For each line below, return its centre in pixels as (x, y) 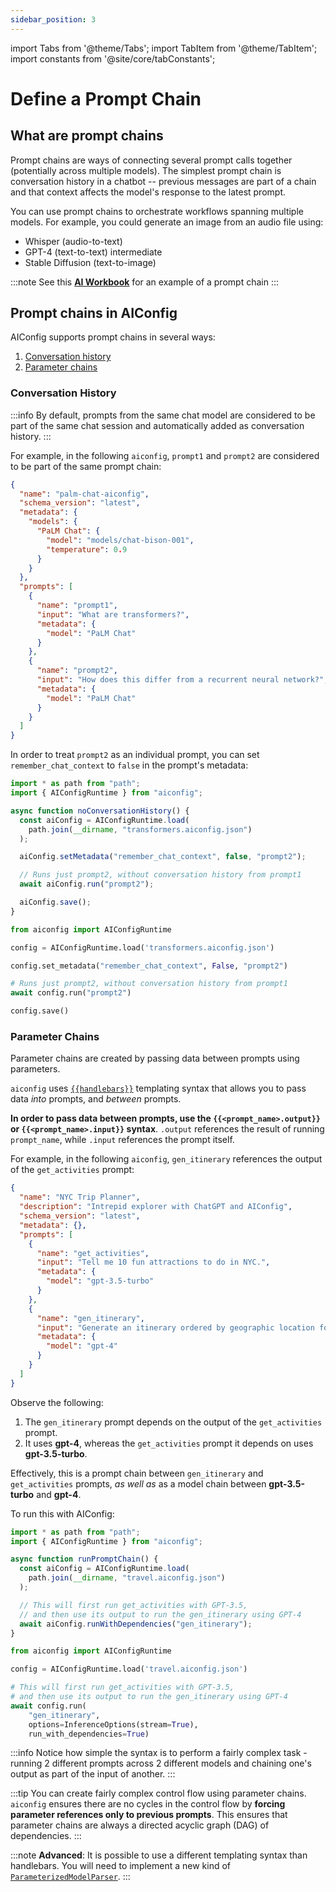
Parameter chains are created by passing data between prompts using (155, 1058)
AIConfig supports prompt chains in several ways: (113, 337)
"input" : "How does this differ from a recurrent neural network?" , (182, 680)
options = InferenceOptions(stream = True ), (113, 1724)
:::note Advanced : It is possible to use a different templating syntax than (159, 1855)
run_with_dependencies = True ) (89, 1734)
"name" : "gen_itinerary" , (90, 1318)
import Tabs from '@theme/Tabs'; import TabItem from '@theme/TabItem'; (164, 48)
